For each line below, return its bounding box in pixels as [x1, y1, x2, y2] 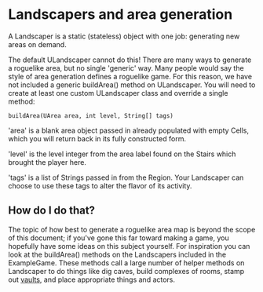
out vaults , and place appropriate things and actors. [8, 275, 175, 284]
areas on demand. [8, 39, 67, 49]
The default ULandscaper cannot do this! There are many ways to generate [8, 55, 252, 64]
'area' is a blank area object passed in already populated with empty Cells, [8, 126, 250, 135]
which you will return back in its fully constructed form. [8, 133, 187, 143]
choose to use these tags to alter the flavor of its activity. [8, 181, 192, 190]
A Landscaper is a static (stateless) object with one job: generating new [8, 31, 240, 41]
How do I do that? [8, 204, 96, 217]
